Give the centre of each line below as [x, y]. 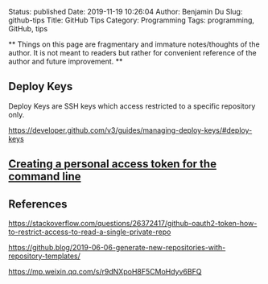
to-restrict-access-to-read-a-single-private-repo [90, 232]
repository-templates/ [44, 256]
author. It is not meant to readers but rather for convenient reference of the [132, 53]
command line [45, 177]
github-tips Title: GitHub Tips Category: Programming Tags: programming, [132, 20]
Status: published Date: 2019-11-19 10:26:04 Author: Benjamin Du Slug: [126, 12]
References [38, 204]
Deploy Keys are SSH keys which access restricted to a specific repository [132, 106]
